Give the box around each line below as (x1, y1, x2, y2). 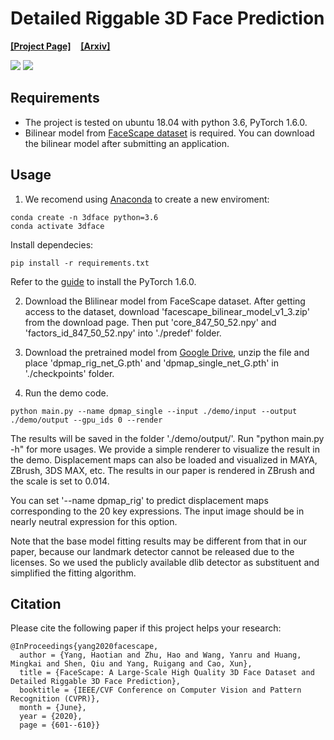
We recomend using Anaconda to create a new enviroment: (24, 193, 270, 205)
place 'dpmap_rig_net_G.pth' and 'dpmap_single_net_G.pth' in (24, 357, 279, 369)
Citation (10, 595, 62, 612)
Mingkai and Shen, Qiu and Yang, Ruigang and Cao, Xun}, (10, 659, 253, 669)
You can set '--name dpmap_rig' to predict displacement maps (10, 494, 269, 506)
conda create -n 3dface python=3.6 (10, 212, 159, 222)
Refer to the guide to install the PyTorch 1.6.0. (10, 275, 197, 287)
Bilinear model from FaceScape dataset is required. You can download (24, 127, 315, 139)
